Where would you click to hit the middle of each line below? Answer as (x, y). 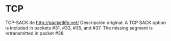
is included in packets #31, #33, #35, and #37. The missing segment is (79, 27)
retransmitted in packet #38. (35, 33)
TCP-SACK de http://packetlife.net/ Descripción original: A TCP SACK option (86, 22)
